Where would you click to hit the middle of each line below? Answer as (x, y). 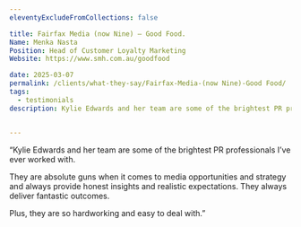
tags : (19, 92)
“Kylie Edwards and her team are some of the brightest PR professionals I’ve (150, 150)
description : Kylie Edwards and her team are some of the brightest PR (146, 109)
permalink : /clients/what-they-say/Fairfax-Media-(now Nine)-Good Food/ (148, 83)
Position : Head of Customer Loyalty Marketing (98, 50)
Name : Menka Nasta (43, 42)
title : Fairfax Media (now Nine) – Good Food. (98, 34)
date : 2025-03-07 (42, 75)
